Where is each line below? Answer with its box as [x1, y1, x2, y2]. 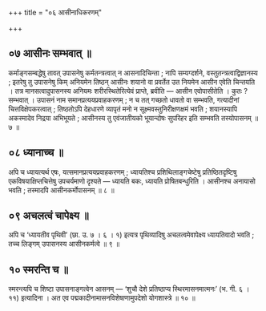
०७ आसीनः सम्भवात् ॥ [8, 46, 92, 60]
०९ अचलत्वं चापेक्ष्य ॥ [8, 209, 90, 223]
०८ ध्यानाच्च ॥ [8, 146, 64, 160]
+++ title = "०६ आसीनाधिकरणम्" [8, 8, 103, 17]
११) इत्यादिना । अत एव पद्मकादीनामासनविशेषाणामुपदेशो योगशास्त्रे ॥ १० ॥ [8, 293, 196, 303]
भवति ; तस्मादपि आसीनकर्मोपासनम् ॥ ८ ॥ [8, 185, 115, 195]
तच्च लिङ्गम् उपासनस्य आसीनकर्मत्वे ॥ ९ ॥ [8, 239, 120, 248]
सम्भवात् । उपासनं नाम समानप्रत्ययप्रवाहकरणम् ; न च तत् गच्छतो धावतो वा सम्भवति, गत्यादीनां [8, 95, 240, 104]
